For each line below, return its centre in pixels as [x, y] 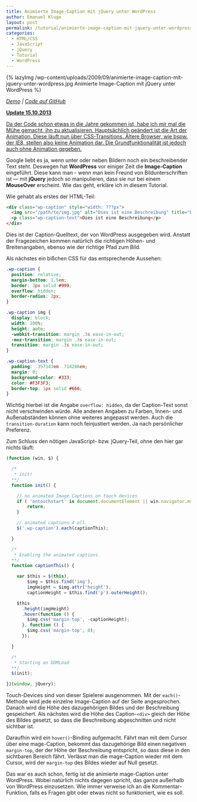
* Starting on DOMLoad [41, 662]
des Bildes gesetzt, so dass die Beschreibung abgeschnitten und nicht [91, 720]
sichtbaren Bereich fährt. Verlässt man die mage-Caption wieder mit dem [94, 756]
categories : [21, 33]
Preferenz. [19, 430]
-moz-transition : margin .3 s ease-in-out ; [64, 340]
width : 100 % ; [27, 323]
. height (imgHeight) [45, 609]
